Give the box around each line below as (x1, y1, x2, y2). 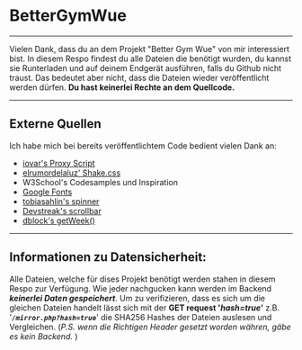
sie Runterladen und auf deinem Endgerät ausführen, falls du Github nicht (9, 62, 281, 73)
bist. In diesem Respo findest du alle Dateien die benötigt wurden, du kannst (9, 53, 292, 64)
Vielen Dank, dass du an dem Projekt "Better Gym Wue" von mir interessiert (9, 43, 290, 54)
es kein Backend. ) (9, 330, 78, 342)
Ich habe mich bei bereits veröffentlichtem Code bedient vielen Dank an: (9, 140, 277, 151)
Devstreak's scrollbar (22, 205, 102, 216)
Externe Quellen (9, 116, 102, 131)
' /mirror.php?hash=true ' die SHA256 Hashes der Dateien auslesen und (9, 311, 272, 322)
